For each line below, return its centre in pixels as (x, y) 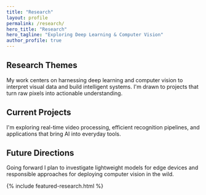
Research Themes (42, 65)
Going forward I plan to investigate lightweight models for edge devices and (102, 168)
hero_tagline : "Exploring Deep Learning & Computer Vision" (85, 35)
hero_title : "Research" (37, 29)
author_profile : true (34, 40)
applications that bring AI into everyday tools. (64, 134)
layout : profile (27, 18)
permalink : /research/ (35, 23)
